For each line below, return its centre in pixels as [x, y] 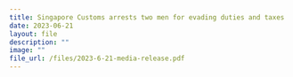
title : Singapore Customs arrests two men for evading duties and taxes [147, 17]
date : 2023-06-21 [41, 26]
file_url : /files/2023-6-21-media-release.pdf [97, 58]
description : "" [39, 42]
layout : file [33, 34]
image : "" [28, 50]
